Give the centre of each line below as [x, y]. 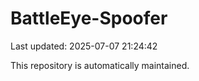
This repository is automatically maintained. [100, 65]
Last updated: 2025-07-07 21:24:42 [84, 46]
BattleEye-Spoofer [89, 18]
